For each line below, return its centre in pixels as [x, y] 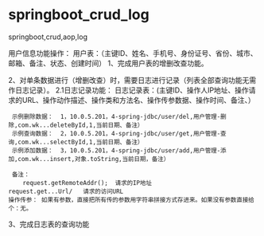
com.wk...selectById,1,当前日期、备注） [81, 142]
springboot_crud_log [79, 15]
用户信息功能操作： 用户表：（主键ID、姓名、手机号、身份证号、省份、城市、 [133, 53]
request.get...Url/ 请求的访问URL [66, 191]
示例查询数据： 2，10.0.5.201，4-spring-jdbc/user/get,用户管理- [116, 133]
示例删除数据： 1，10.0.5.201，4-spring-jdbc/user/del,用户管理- [116, 116]
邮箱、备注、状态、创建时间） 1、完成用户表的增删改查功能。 [108, 63]
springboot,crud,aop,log [48, 37]
